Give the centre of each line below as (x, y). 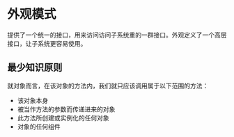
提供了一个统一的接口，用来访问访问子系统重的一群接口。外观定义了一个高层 (117, 35)
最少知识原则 (35, 68)
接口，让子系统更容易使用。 (47, 43)
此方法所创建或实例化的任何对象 (63, 118)
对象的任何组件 (39, 127)
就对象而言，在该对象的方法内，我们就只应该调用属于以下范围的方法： (108, 86)
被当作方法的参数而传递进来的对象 (66, 109)
